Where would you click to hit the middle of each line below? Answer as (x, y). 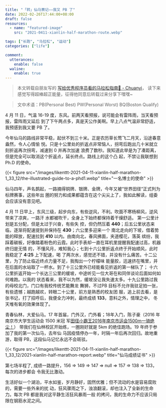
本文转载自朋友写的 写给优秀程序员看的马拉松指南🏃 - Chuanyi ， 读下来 (89, 88)
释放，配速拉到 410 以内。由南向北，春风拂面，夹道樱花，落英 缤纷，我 (86, 236)
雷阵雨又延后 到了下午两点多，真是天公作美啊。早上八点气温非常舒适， (86, 121)
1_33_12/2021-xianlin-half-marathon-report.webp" (56, 355)
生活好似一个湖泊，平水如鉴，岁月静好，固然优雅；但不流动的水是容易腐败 (81, 382)
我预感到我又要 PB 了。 (29, 128)
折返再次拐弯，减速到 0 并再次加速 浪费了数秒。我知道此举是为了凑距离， (84, 150)
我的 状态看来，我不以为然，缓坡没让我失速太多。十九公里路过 (90, 280)
